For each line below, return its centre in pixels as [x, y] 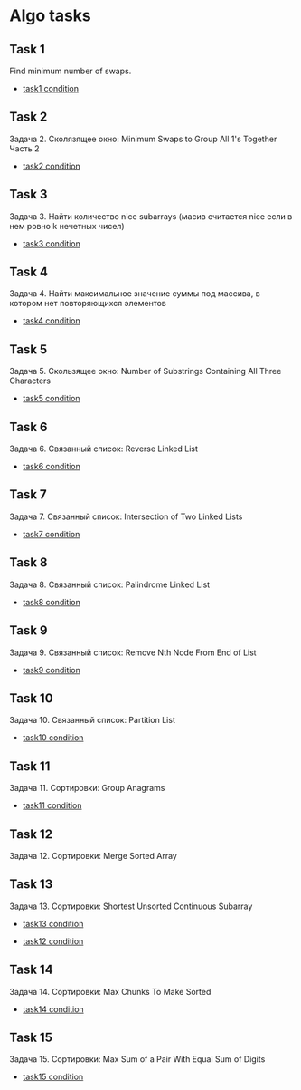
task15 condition [53, 1077]
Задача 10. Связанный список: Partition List [93, 720]
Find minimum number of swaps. [71, 71]
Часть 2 [24, 148]
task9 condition [52, 670]
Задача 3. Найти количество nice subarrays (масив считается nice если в [151, 216]
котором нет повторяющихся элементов [88, 304]
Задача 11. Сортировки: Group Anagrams [87, 788]
